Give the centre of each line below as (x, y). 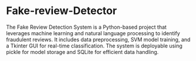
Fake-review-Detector (62, 11)
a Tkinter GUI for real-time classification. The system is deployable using (94, 46)
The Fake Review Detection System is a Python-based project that (86, 27)
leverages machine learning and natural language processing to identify (93, 33)
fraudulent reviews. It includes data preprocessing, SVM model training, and (98, 39)
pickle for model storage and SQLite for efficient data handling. (82, 52)
